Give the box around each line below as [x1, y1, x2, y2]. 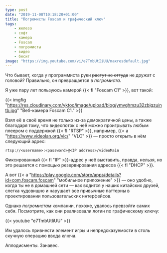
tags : [5, 21, 16, 26]
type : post [5, 7, 28, 12]
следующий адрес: [5, 138, 46, 144]
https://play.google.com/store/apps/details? [31, 172, 121, 178]
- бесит [14, 53, 30, 59]
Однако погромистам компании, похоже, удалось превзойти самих [5, 203, 151, 209]
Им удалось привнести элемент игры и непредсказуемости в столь [5, 227, 151, 233]
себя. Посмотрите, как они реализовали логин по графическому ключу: [5, 208, 160, 214]
